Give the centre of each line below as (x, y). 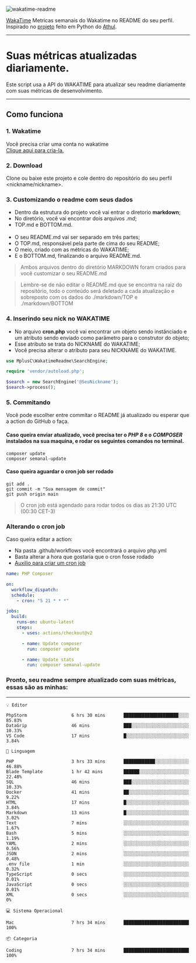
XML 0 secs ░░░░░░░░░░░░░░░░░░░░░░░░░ (98, 894)
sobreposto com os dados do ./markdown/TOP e (79, 297)
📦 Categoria (22, 938)
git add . (18, 484)
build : (19, 617)
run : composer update (53, 649)
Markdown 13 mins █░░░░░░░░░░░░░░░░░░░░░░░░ (98, 812)
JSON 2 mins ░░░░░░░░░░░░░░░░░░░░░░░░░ (98, 853)
